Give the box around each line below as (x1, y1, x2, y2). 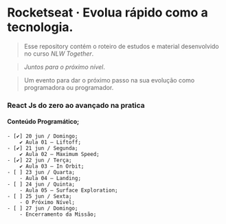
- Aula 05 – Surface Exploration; (19, 187, 118, 194)
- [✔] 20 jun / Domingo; (7, 133, 78, 140)
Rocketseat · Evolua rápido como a (7, 5, 208, 21)
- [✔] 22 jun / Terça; (7, 157, 72, 164)
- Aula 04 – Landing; (19, 175, 81, 182)
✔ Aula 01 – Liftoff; (19, 139, 81, 146)
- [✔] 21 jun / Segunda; (7, 145, 78, 152)
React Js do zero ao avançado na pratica (7, 100, 146, 110)
